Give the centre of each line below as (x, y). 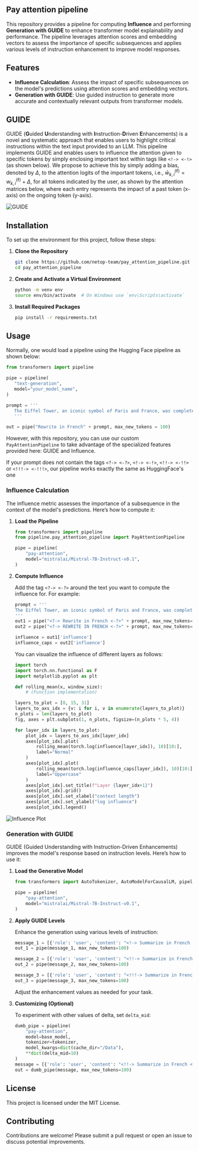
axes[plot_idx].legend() (56, 808)
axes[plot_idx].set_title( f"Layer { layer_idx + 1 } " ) (89, 785)
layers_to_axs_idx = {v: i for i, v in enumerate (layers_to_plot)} (100, 709)
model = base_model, (48, 1037)
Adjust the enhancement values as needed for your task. (84, 992)
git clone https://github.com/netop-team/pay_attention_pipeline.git (102, 262)
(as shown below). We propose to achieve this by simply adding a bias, (93, 165)
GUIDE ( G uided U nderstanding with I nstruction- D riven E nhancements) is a (97, 134)
